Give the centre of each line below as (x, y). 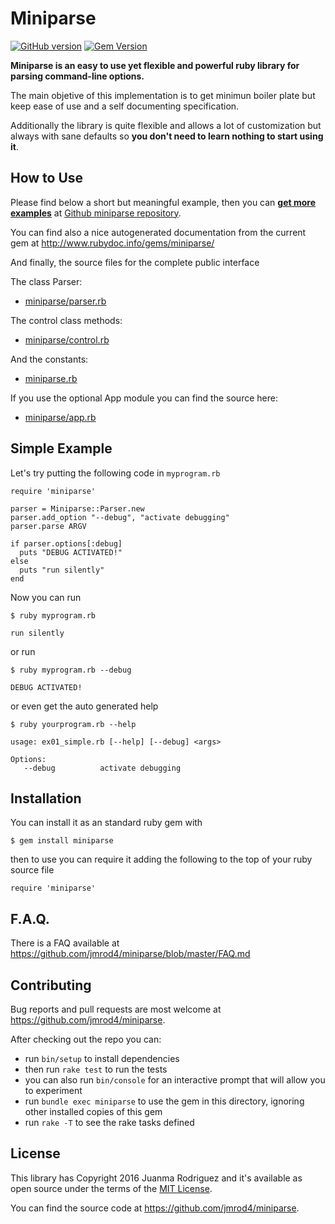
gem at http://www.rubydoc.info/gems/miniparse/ (112, 243)
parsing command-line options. (77, 76)
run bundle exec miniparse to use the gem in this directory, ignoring (164, 1101)
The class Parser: (46, 281)
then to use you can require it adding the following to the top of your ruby (161, 859)
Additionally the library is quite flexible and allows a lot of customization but (166, 125)
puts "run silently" (62, 570)
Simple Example (61, 448)
